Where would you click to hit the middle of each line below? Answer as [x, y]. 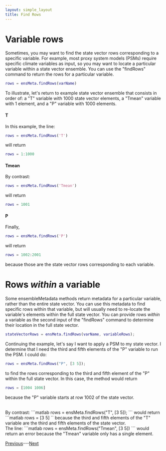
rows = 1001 [17, 205]
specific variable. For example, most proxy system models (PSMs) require [81, 59]
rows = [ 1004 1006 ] [25, 388]
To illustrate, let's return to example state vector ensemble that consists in [81, 93]
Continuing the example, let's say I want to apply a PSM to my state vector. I [83, 344]
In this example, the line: [30, 126]
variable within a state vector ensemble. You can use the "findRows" [76, 69]
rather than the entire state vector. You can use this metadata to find [75, 304]
